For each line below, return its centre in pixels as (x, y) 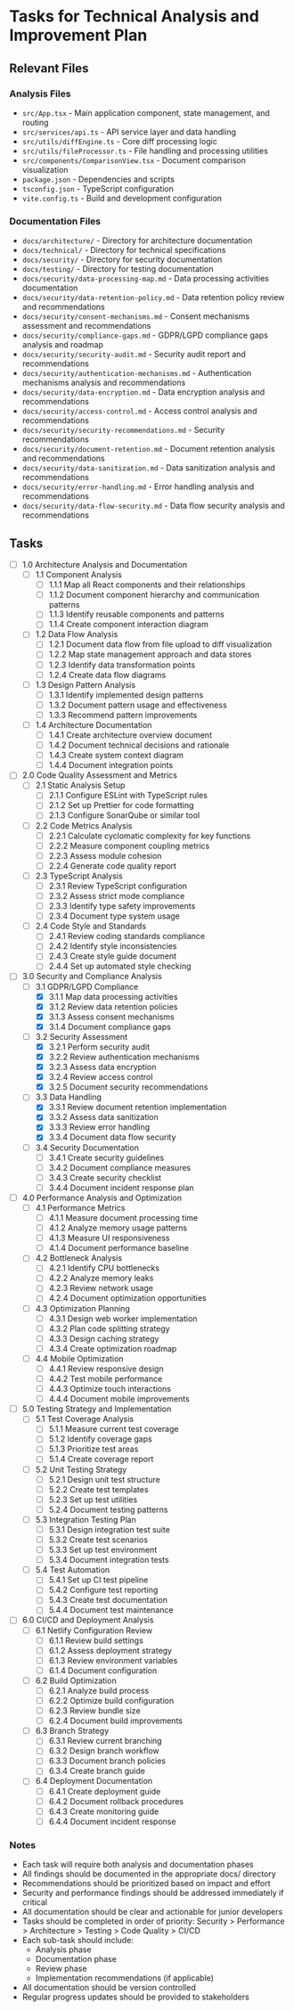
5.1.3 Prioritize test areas (94, 1449)
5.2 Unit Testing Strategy (81, 1469)
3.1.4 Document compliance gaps (110, 1026)
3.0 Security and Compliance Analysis (92, 977)
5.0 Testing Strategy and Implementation (97, 1409)
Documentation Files (55, 221)
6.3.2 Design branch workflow (104, 1751)
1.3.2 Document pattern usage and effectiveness (138, 705)
